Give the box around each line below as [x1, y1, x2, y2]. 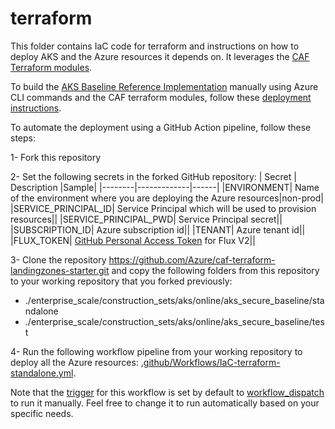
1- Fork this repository [10, 151, 102, 163]
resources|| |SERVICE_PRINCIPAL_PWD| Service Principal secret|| [10, 213, 283, 225]
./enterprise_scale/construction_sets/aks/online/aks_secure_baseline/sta [24, 294, 325, 306]
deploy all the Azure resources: [10, 356, 139, 368]
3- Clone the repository [10, 253, 107, 266]
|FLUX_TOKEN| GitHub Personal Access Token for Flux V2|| [10, 234, 256, 246]
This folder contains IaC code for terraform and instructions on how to [10, 40, 300, 52]
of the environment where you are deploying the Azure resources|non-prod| [10, 192, 324, 204]
